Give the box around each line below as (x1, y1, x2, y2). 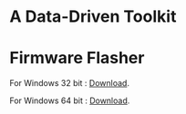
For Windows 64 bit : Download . (9, 95, 130, 106)
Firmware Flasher (9, 48, 145, 69)
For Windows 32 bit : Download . (9, 78, 130, 89)
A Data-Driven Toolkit (9, 6, 177, 27)
